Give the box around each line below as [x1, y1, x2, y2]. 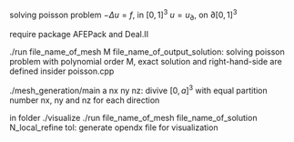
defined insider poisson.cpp [9, 66, 115, 76]
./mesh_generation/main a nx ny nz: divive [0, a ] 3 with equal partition [9, 84, 269, 96]
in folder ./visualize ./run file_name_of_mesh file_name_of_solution [9, 113, 258, 124]
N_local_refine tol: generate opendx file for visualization [9, 122, 218, 133]
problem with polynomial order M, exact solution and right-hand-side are [9, 56, 282, 67]
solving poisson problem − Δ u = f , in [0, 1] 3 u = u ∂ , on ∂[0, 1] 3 [9, 8, 238, 22]
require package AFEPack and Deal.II [9, 29, 148, 40]
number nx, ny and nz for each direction [9, 95, 160, 106]
